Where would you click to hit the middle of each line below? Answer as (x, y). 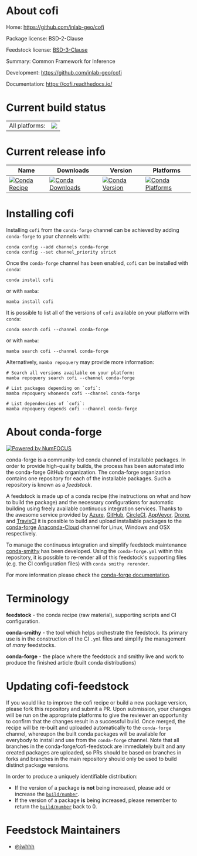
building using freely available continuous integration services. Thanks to (94, 508)
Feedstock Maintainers (63, 830)
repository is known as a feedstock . (49, 484)
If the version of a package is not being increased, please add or (93, 787)
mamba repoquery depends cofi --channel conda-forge (72, 409)
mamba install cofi (30, 301)
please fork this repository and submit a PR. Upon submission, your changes (98, 709)
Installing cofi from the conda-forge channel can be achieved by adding (93, 230)
